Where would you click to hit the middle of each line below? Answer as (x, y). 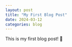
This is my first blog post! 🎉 (34, 39)
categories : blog (24, 24)
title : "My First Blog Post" (36, 15)
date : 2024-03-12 (24, 19)
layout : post (19, 10)
